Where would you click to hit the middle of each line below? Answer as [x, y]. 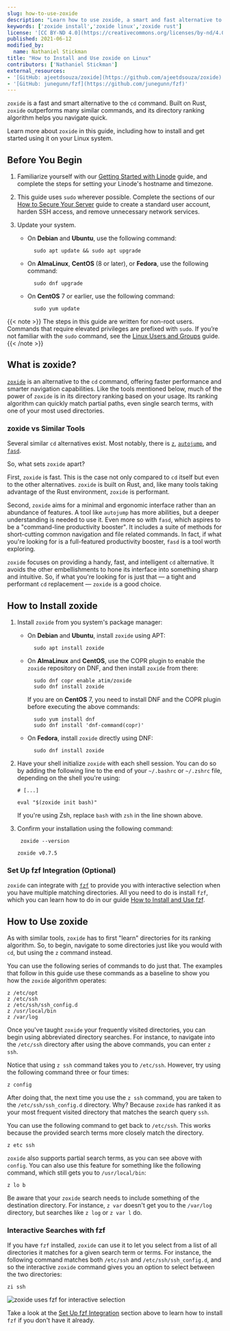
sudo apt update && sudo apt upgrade [87, 251]
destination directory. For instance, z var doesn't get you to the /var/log [110, 1205]
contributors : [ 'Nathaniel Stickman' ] [62, 65]
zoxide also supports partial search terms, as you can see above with [105, 1158]
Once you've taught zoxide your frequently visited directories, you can [106, 1030]
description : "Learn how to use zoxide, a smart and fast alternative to [115, 20]
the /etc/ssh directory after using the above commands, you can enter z [109, 1045]
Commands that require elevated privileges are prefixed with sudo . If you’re [113, 329]
